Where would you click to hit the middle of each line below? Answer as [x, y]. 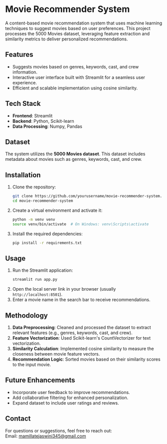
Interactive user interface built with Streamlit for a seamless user [79, 77]
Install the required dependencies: [48, 234]
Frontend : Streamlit [32, 115]
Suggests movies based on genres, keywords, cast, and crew [76, 66]
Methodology [27, 315]
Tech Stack [23, 104]
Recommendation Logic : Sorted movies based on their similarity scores [86, 359]
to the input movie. [32, 365]
